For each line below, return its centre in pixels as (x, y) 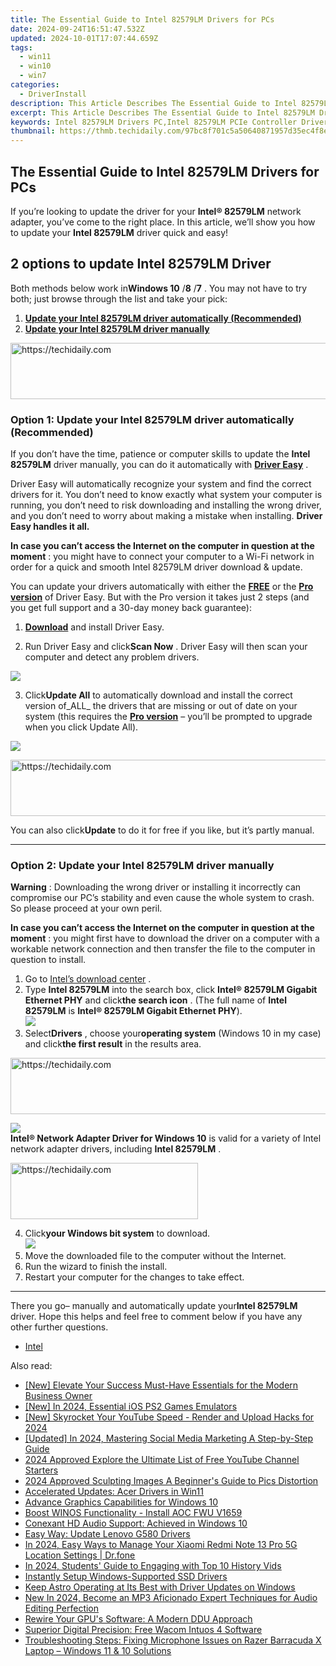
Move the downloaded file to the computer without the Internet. (155, 1256)
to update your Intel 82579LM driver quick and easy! (119, 232)
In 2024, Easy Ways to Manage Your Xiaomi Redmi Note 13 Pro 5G (161, 1545)
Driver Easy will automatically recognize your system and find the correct (161, 484)
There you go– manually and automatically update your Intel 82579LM (154, 1306)
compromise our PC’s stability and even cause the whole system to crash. (162, 898)
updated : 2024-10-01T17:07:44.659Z (84, 38)
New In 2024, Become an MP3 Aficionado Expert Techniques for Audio (171, 1598)
